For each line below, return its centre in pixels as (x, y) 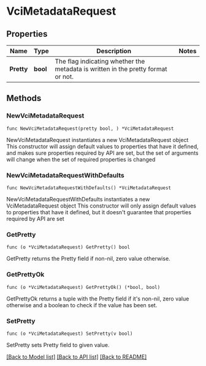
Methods (24, 98)
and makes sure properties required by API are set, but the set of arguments (102, 153)
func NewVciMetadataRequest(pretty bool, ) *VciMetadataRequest (90, 129)
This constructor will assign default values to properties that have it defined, (103, 146)
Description (114, 51)
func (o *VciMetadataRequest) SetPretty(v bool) (70, 334)
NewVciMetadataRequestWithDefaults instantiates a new (78, 199)
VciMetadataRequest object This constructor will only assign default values (101, 206)
